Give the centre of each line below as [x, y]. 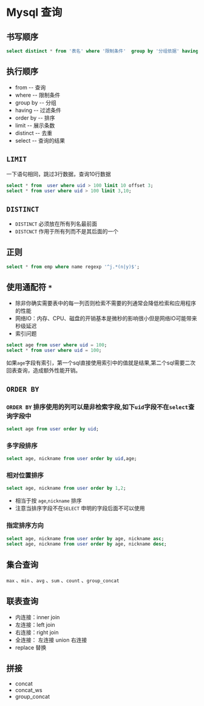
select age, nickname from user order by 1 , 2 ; [66, 488]
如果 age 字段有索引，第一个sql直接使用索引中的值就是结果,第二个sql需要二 [98, 363]
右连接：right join [37, 632]
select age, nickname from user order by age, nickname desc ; [87, 544]
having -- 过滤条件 [38, 110]
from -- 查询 [30, 87]
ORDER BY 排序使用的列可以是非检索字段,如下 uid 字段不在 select [97, 406]
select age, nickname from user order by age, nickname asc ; [85, 538]
